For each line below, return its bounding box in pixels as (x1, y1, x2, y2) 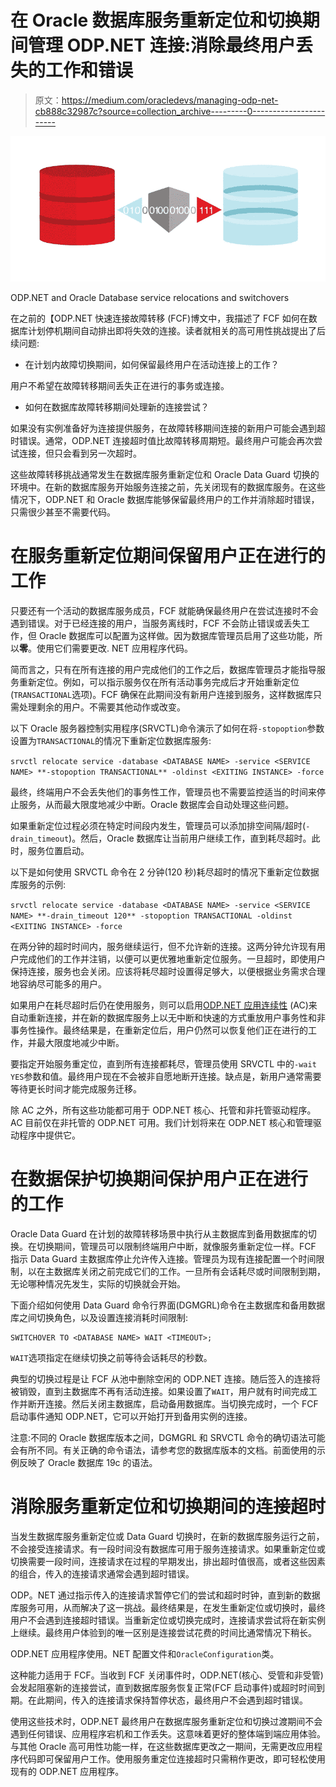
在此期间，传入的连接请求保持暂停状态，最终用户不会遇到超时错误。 (27, 1694, 308, 1706)
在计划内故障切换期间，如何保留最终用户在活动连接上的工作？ (24, 358, 280, 370)
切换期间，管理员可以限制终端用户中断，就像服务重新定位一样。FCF (36, 1240, 317, 1252)
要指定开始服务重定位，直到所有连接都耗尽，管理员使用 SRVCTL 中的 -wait (10, 1057, 317, 1070)
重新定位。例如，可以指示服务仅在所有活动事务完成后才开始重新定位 (18, 676, 300, 688)
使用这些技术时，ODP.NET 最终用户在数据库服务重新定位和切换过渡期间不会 (10, 1715, 323, 1727)
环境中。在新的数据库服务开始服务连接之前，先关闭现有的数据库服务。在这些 (10, 481, 326, 493)
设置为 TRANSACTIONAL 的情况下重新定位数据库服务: (10, 734, 212, 746)
